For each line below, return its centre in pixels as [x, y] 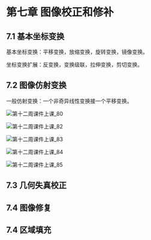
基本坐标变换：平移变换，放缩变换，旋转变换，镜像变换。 [77, 52]
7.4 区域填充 [29, 229]
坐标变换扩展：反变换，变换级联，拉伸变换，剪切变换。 [74, 64]
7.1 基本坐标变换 [35, 36]
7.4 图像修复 [29, 208]
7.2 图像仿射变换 [37, 85]
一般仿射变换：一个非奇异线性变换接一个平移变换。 [69, 101]
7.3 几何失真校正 [37, 186]
